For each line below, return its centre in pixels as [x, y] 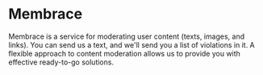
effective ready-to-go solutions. [61, 62]
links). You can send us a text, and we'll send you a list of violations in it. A [132, 44]
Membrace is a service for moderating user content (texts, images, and [126, 36]
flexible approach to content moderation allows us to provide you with [124, 53]
